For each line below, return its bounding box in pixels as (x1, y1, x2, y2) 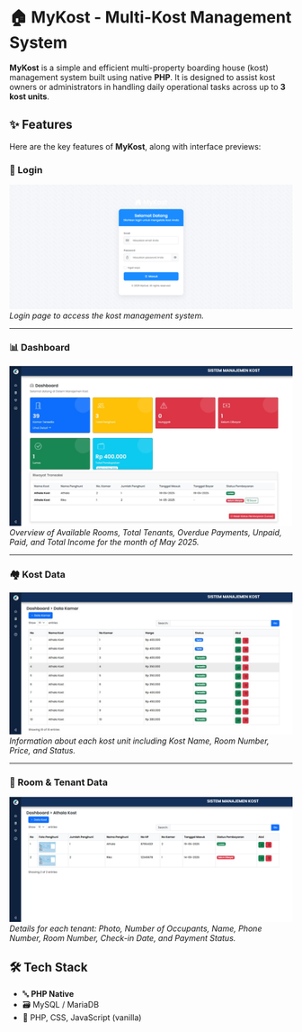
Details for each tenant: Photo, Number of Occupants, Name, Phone (9, 923, 262, 934)
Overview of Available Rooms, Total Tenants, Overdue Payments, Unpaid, (9, 526, 282, 537)
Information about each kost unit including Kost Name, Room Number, (9, 735, 270, 746)
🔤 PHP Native (22, 988, 75, 999)
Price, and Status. (9, 745, 76, 756)
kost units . (9, 91, 49, 102)
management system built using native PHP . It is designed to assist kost (9, 71, 276, 82)
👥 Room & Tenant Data (9, 776, 108, 789)
